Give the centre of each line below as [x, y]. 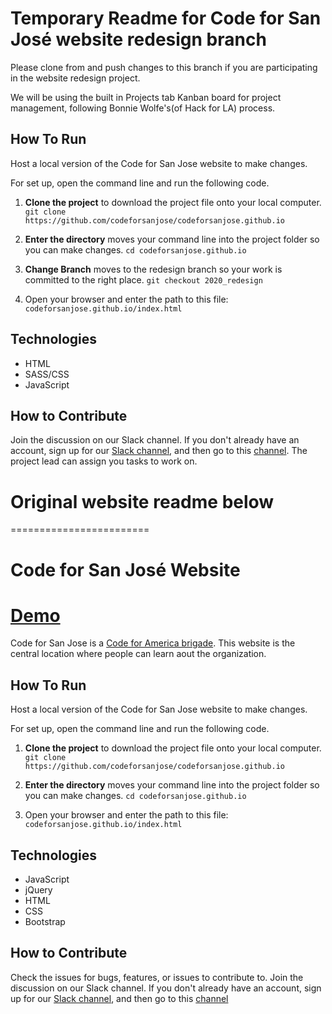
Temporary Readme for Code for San [166, 18]
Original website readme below [142, 501]
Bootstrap [45, 922]
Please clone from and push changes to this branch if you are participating [164, 67]
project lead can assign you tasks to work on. [104, 461]
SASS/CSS [47, 374]
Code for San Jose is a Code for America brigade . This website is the [153, 643]
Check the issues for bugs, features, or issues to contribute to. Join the [157, 977]
